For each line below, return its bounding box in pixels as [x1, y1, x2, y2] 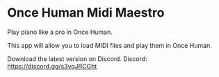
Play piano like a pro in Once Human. [7, 28, 113, 36]
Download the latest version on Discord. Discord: [7, 54, 147, 63]
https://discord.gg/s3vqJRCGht [7, 62, 97, 70]
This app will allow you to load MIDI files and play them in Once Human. [7, 41, 212, 49]
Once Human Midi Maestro [7, 5, 165, 21]
